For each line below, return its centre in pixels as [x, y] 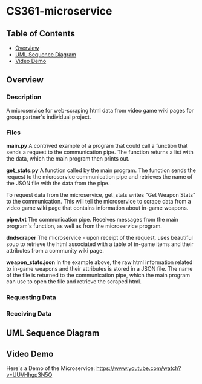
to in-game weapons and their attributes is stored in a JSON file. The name [99, 268]
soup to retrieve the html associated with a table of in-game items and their [100, 244]
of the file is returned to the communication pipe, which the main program [98, 275]
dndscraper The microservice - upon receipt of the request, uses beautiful [100, 237]
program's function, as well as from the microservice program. [84, 226]
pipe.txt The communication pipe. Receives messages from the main [92, 219]
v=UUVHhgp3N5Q [29, 375]
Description [24, 97]
